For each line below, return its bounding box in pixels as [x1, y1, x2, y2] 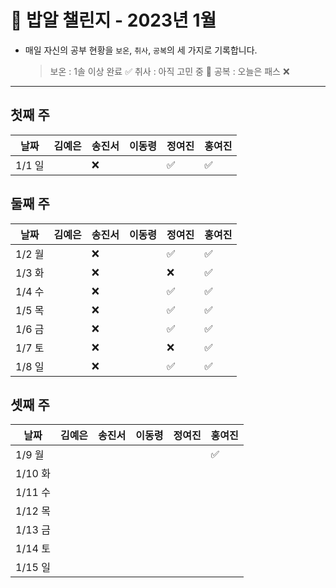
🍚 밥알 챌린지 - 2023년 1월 [10, 9, 217, 32]
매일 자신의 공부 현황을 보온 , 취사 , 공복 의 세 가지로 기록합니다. [24, 44, 258, 56]
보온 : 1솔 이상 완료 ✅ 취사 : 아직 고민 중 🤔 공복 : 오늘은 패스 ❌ [49, 65, 290, 77]
